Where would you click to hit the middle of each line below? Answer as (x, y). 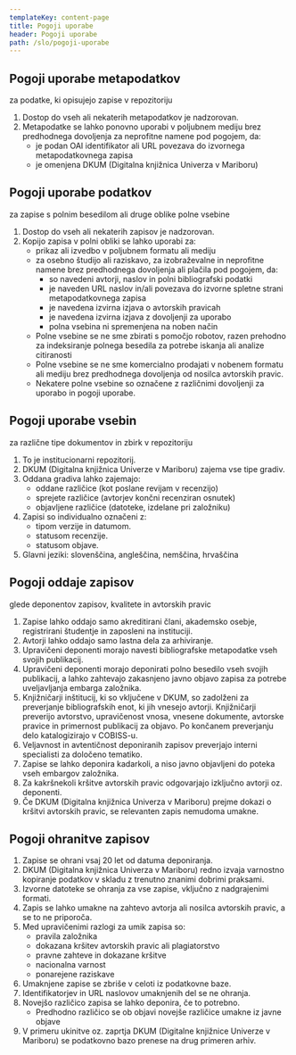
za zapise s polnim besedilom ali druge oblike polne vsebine (119, 214)
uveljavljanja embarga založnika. (82, 687)
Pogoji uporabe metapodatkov (95, 78)
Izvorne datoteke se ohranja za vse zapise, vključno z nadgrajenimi (145, 889)
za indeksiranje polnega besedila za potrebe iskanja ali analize (150, 345)
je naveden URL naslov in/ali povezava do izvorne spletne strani (166, 288)
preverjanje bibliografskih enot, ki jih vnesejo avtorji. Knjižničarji (139, 707)
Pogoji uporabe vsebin (73, 421)
